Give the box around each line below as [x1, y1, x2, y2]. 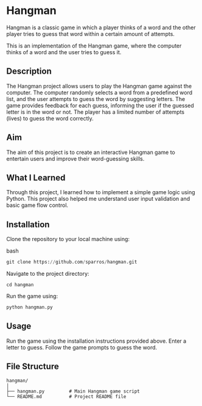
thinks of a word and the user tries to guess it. [6, 48, 122, 55]
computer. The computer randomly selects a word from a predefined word [6, 89, 193, 96]
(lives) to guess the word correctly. [6, 114, 94, 122]
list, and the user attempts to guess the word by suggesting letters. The [6, 95, 186, 102]
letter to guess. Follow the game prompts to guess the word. [6, 343, 158, 351]
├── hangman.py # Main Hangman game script [6, 388, 140, 394]
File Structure [6, 362, 59, 372]
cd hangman [6, 282, 34, 288]
